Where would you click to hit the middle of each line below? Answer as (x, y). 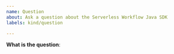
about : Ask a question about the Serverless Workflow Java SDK (87, 17)
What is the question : (34, 45)
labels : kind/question (34, 23)
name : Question (25, 12)
